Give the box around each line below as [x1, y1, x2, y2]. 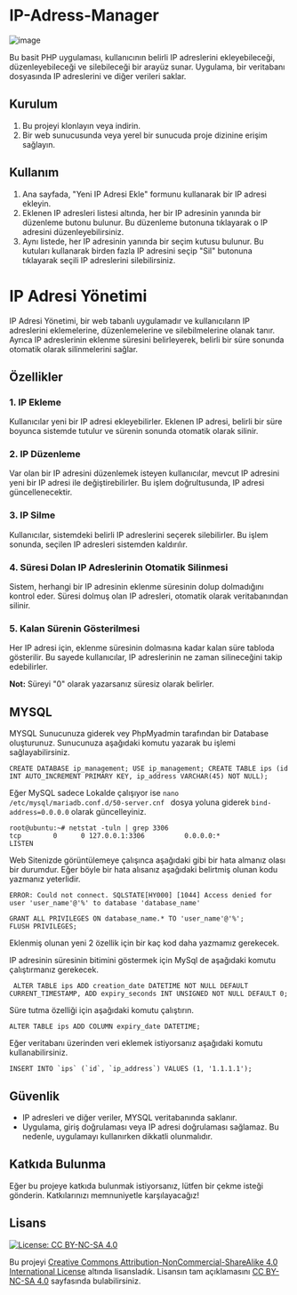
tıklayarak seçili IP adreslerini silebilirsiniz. [21, 254, 176, 265]
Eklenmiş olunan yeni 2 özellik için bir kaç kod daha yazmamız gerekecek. [9, 937, 280, 948]
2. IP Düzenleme [9, 448, 82, 461]
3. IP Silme [9, 509, 56, 521]
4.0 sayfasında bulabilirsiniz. [36, 1275, 141, 1286]
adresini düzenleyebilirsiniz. [21, 226, 124, 237]
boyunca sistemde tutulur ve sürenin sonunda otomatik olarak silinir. [9, 426, 259, 437]
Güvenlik [9, 1089, 60, 1104]
